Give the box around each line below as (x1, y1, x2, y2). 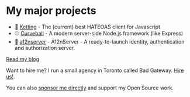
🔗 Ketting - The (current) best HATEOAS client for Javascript (14, 23, 161, 30)
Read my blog (6, 55, 40, 62)
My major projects (6, 4, 96, 17)
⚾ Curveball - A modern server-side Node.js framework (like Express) (14, 30, 183, 37)
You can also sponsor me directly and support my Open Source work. (6, 84, 174, 91)
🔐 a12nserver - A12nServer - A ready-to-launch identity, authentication (14, 38, 185, 45)
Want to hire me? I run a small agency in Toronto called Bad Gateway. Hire (6, 67, 184, 74)
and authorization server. (14, 44, 75, 51)
